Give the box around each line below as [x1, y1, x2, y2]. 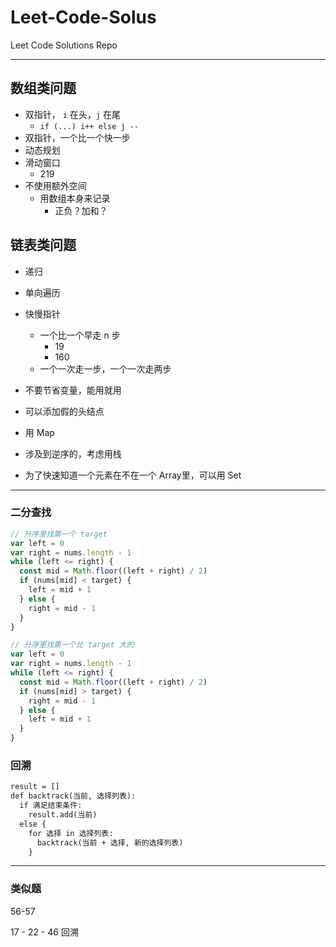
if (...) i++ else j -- [39, 121, 140, 131]
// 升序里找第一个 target [10, 529, 108, 539]
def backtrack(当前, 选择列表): [10, 791, 137, 801]
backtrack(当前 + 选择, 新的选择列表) [36, 837, 184, 848]
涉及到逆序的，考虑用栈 [24, 447, 122, 460]
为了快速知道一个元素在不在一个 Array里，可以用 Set [24, 469, 242, 481]
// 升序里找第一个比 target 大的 [10, 640, 135, 650]
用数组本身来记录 [39, 192, 111, 204]
